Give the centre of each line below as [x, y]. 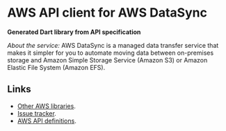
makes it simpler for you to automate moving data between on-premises [111, 53]
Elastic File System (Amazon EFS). [56, 67]
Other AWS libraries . [47, 106]
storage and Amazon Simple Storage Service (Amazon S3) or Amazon [107, 60]
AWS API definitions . [47, 121]
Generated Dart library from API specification [74, 32]
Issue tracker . [37, 113]
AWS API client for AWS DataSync [107, 13]
